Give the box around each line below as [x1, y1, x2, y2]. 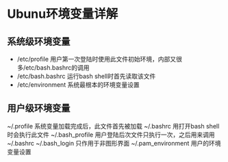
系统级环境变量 [7, 36, 71, 47]
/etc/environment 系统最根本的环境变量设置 [16, 81, 140, 89]
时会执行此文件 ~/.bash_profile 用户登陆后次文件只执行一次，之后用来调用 [7, 131, 215, 139]
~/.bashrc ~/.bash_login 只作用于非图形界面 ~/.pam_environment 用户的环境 [7, 139, 221, 147]
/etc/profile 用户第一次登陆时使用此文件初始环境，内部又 [16, 55, 177, 63]
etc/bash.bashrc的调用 [25, 64, 90, 72]
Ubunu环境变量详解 [7, 6, 118, 22]
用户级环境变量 [7, 103, 71, 114]
